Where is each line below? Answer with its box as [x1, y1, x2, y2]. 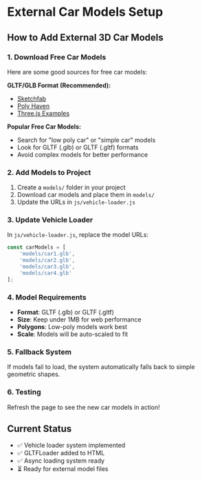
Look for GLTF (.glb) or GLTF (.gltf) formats [16, 143, 139, 152]
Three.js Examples [16, 109, 70, 117]
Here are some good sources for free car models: [7, 67, 148, 76]
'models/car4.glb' [19, 269, 72, 276]
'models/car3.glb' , [19, 263, 76, 271]
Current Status [7, 423, 72, 435]
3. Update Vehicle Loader [7, 215, 93, 225]
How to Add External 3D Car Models [7, 32, 164, 43]
